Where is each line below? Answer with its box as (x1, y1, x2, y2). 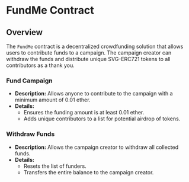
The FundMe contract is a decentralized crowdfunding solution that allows (6, 43, 184, 50)
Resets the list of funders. (23, 162, 87, 170)
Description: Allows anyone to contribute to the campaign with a (14, 90, 173, 97)
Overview (6, 27, 43, 37)
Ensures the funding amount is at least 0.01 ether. (23, 109, 145, 116)
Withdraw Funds (6, 130, 55, 138)
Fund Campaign (6, 76, 53, 85)
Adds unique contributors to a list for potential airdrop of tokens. (23, 115, 181, 122)
